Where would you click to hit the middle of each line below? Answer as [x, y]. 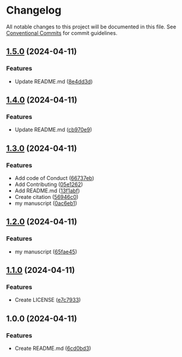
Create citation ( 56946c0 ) [47, 197]
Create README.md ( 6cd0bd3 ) [53, 348]
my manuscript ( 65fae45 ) [46, 252]
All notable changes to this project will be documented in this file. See [91, 27]
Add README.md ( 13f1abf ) [47, 191]
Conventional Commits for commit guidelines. [62, 33]
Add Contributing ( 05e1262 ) [49, 184]
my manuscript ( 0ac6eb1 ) [46, 203]
